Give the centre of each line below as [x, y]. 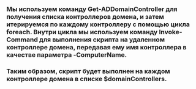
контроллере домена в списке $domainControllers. [87, 79]
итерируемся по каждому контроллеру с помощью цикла [98, 24]
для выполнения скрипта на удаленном [102, 40]
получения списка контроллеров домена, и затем [85, 16]
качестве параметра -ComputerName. [67, 55]
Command [22, 40]
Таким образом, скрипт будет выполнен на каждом [88, 71]
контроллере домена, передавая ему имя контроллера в [96, 47]
